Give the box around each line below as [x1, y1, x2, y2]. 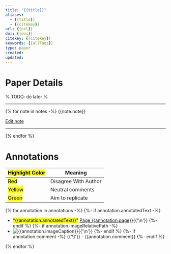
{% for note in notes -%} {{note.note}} [5, 108, 85, 115]
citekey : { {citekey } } [5, 36, 51, 41]
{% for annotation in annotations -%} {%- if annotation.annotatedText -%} [5, 208, 161, 214]
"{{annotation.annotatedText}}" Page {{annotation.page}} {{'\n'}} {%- [12, 217, 158, 223]
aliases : [5, 12, 24, 17]
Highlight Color [8, 169, 46, 176]
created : [5, 50, 24, 55]
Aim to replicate [50, 194, 88, 201]
